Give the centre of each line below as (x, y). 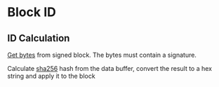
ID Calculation (39, 38)
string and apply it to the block (52, 76)
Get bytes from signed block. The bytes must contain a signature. (102, 55)
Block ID (32, 12)
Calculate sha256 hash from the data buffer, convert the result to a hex (110, 68)
